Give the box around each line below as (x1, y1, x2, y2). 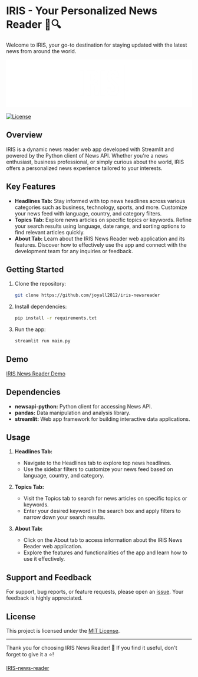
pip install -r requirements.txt (14, 315, 97, 321)
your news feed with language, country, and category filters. (14, 210, 162, 217)
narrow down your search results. (23, 514, 105, 521)
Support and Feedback (6, 573, 92, 583)
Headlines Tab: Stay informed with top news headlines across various (14, 197, 186, 204)
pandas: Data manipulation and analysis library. (14, 409, 131, 416)
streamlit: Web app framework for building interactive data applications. (14, 415, 190, 423)
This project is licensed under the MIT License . (6, 627, 120, 635)
